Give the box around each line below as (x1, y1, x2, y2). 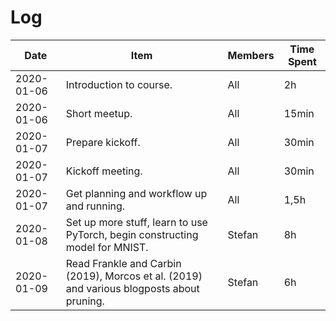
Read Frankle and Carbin (65, 256, 182, 270)
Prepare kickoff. (65, 135, 141, 149)
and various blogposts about (65, 281, 200, 295)
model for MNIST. (65, 240, 149, 254)
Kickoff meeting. (65, 164, 143, 178)
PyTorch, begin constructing (65, 227, 199, 241)
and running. (65, 199, 126, 213)
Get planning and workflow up (65, 186, 208, 200)
